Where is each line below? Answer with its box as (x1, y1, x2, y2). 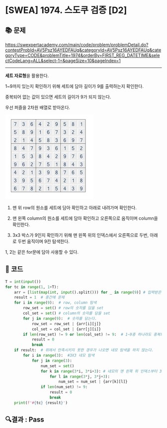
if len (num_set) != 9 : (40, 385, 88, 390)
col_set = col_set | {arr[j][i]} (31, 327, 101, 332)
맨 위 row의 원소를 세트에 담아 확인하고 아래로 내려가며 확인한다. (12, 205, 137, 210)
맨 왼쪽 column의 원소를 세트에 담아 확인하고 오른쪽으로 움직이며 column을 (12, 215, 158, 221)
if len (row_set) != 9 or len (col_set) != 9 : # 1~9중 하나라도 (23, 332, 152, 337)
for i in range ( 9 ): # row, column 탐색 (14, 300, 97, 305)
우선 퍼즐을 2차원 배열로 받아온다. (5, 104, 71, 110)
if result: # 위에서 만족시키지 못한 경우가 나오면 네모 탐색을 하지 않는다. (14, 348, 154, 353)
